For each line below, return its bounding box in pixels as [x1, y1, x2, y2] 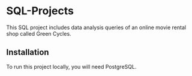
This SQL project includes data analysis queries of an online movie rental [6, 24, 187, 31]
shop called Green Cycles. [6, 30, 71, 37]
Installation [6, 47, 49, 58]
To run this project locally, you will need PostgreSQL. [6, 63, 137, 70]
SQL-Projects [6, 4, 74, 18]
